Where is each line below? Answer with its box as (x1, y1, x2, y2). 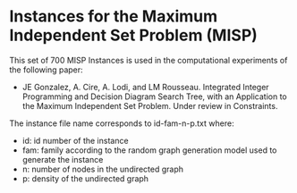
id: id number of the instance (21, 135, 129, 146)
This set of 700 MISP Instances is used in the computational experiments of (9, 55, 288, 65)
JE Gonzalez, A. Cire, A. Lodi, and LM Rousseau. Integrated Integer (21, 81, 270, 92)
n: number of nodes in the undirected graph (21, 164, 183, 174)
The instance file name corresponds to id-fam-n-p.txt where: (9, 118, 234, 129)
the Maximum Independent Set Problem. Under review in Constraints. (21, 100, 278, 111)
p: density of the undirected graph (21, 172, 149, 184)
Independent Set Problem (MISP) (9, 25, 258, 46)
